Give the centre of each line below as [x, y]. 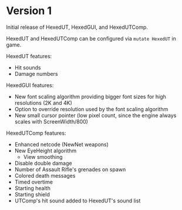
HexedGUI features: [30, 85]
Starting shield [32, 194]
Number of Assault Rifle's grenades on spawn [70, 169]
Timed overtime [33, 182]
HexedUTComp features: [36, 133]
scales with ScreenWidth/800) [51, 121]
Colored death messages [45, 175]
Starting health [33, 188]
